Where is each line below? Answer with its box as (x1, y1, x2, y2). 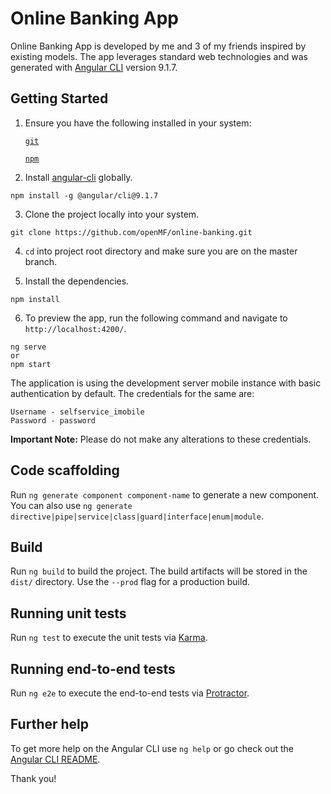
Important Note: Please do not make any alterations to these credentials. (10, 433, 312, 445)
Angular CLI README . (10, 753, 101, 765)
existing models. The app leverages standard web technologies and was (10, 50, 308, 62)
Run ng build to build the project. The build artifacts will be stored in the (10, 565, 308, 577)
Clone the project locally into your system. (24, 208, 200, 220)
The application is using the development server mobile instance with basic (10, 377, 322, 389)
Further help (10, 716, 90, 733)
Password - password (10, 415, 97, 426)
